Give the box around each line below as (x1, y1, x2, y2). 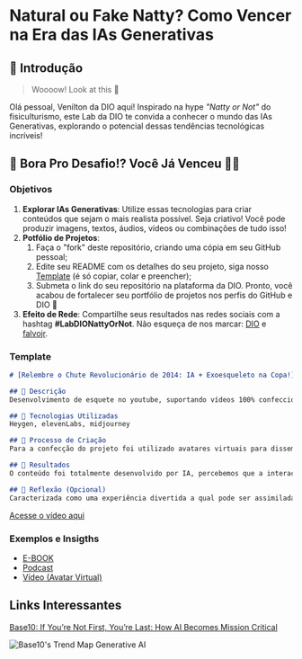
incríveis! (9, 130, 43, 140)
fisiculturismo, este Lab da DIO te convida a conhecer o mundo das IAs (9, 111, 272, 121)
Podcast (22, 562, 54, 573)
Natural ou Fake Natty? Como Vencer (9, 5, 292, 26)
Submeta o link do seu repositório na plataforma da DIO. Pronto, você (35, 280, 293, 290)
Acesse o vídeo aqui (9, 510, 85, 521)
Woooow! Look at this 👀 (31, 85, 120, 94)
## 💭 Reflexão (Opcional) (9, 485, 106, 494)
